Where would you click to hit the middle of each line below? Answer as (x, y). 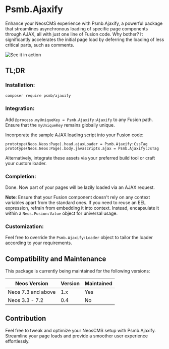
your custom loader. (26, 163)
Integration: (20, 108)
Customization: (24, 226)
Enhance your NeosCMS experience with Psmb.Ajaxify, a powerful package (84, 23)
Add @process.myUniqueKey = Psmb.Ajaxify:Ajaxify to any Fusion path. (79, 120)
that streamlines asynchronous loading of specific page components (77, 28)
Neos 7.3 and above (32, 292)
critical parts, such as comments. (40, 45)
